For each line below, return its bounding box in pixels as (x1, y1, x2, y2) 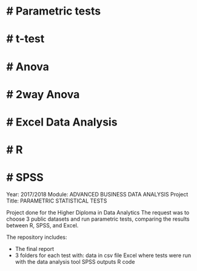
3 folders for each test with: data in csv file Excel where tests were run (15, 252, 192, 259)
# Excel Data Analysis (6, 115, 118, 129)
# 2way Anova (6, 87, 80, 101)
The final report (15, 246, 55, 253)
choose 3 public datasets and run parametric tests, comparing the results (6, 215, 190, 222)
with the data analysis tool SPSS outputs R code (15, 258, 135, 266)
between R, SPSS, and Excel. (6, 222, 79, 229)
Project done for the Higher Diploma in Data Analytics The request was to (6, 209, 190, 216)
